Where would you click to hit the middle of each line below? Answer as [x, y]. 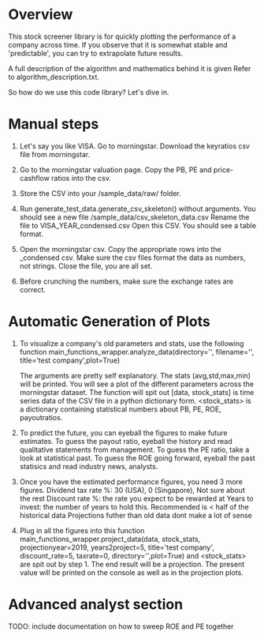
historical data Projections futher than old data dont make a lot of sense [136, 515]
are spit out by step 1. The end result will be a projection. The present [132, 564]
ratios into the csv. [81, 178]
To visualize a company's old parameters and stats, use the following [132, 343]
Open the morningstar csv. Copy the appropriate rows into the [121, 249]
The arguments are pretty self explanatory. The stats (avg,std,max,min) [135, 375]
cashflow [34, 178]
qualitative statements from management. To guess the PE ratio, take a [134, 449]
